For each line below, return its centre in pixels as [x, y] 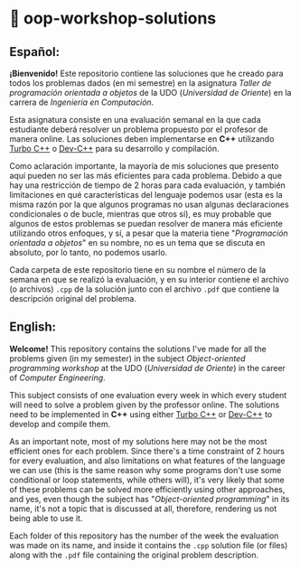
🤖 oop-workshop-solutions [113, 19]
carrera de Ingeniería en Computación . [82, 102]
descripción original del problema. [73, 298]
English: [33, 327]
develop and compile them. [60, 424]
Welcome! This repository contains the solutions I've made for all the [138, 349]
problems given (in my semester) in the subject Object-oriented [127, 358]
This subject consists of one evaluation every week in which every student [148, 395]
